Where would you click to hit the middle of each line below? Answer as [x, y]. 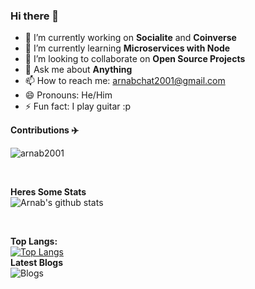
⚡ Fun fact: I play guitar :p [78, 106]
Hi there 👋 [35, 16]
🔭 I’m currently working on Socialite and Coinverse [130, 38]
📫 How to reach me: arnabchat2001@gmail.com [125, 81]
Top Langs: [34, 241]
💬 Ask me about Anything [78, 70]
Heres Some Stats [48, 192]
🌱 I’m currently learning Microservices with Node [127, 48]
